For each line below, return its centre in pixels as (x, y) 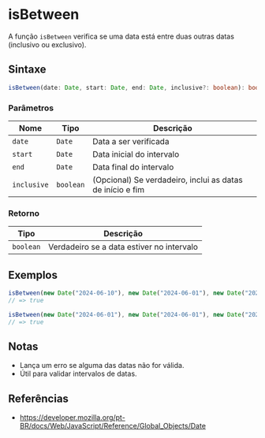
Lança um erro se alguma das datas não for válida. (102, 366)
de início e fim (118, 189)
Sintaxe (27, 70)
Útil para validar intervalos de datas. (78, 374)
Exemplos (33, 275)
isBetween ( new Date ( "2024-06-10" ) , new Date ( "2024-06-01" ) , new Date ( (127, 293)
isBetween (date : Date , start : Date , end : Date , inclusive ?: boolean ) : (127, 87)
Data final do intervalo (133, 167)
